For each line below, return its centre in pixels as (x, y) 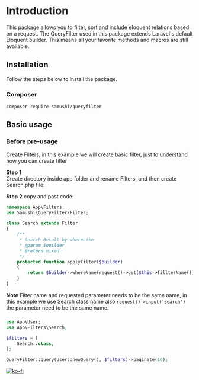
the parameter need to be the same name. (57, 307)
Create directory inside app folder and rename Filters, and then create (92, 178)
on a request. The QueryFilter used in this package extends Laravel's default (99, 33)
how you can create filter (37, 160)
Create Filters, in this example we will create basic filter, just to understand (97, 154)
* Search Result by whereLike (57, 240)
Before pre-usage (32, 141)
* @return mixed (39, 251)
